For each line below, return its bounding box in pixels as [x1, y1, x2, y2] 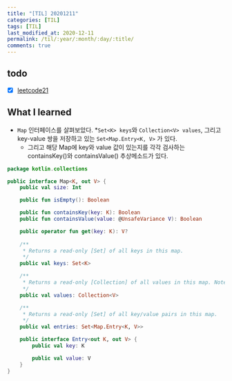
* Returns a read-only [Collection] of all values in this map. [22, 279, 212, 286]
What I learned [7, 106, 72, 118]
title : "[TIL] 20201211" [7, 10, 79, 17]
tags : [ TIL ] [7, 23, 41, 30]
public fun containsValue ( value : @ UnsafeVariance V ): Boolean [19, 215, 202, 223]
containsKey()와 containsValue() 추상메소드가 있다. [27, 151, 168, 159]
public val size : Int [19, 184, 81, 191]
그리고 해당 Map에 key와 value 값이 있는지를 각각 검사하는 [27, 143, 185, 151]
